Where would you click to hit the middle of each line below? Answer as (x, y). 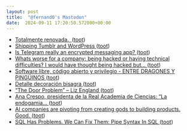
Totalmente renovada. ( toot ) (50, 40)
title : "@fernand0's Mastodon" (46, 17)
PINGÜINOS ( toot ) (37, 77)
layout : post (22, 12)
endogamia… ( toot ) (39, 103)
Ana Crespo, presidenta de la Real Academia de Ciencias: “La (91, 96)
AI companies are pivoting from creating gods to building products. (98, 109)
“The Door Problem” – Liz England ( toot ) (64, 91)
